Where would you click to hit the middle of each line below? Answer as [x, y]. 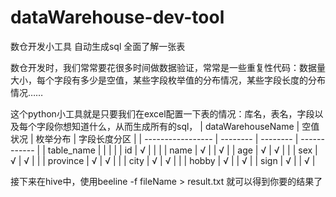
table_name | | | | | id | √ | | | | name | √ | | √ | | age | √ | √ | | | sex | [182, 150]
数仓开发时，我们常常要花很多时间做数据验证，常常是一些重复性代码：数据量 [168, 67]
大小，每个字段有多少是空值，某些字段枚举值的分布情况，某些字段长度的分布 [168, 80]
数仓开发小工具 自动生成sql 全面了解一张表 [98, 46]
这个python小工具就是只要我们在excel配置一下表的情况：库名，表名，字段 [162, 113]
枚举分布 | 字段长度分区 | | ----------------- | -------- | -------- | [167, 138]
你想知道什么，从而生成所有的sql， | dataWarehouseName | [176, 126]
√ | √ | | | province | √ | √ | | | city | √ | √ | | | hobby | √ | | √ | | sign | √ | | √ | [163, 160]
